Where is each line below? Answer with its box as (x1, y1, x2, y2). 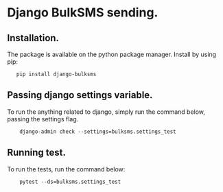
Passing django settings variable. (7, 89, 153, 101)
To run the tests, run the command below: (7, 165, 126, 173)
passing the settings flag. (7, 115, 79, 123)
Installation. (7, 32, 60, 44)
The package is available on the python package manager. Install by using (7, 50, 217, 58)
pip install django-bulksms (16, 71, 97, 77)
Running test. (7, 147, 67, 158)
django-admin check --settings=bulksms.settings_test (19, 128, 176, 135)
